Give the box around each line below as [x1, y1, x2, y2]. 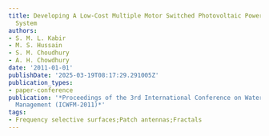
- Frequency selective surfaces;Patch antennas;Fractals [8, 116, 203, 124]
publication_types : [8, 78, 74, 86]
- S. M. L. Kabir [8, 34, 66, 42]
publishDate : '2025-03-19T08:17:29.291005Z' [8, 71, 159, 79]
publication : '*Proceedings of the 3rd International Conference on [8, 94, 242, 102]
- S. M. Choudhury [8, 49, 70, 57]
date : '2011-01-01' [8, 64, 74, 72]
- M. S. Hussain [8, 42, 62, 50]
